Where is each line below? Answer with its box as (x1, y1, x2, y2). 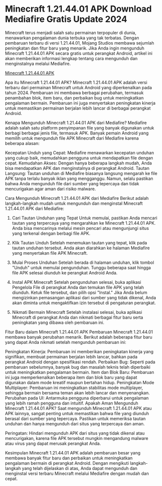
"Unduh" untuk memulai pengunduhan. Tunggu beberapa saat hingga (12, 264, 151, 270)
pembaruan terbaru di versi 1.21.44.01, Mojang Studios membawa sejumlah (5, 40, 154, 46)
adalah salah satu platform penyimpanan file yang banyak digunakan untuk (5, 125, 154, 130)
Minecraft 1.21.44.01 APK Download (5, 3, 152, 15)
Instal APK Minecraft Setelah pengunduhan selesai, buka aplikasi (12, 279, 141, 285)
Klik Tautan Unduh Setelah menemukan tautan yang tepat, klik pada (12, 240, 147, 245)
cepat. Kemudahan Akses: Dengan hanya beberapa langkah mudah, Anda (5, 160, 152, 166)
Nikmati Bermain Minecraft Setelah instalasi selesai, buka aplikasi (12, 309, 143, 315)
